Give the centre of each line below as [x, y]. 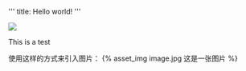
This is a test [29, 42]
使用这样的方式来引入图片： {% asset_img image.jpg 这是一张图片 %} [123, 58]
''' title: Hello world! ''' [45, 12]
